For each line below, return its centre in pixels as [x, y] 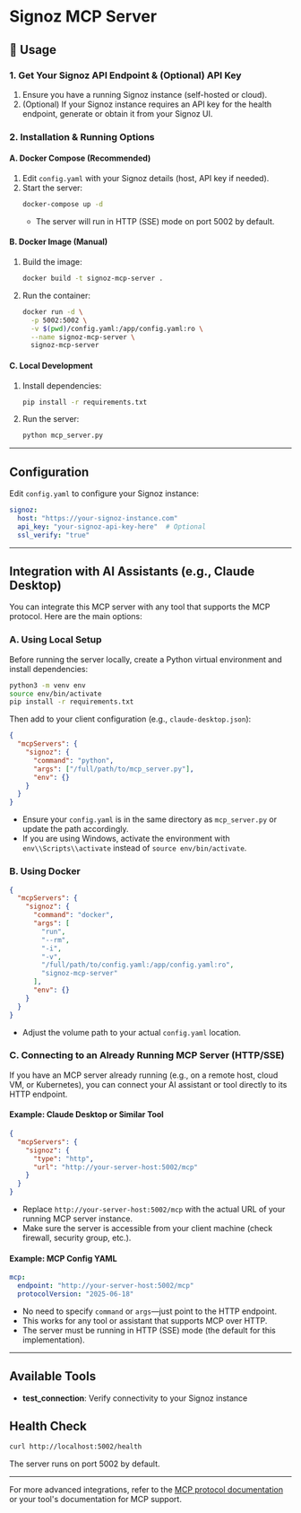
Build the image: [52, 262]
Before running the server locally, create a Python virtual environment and [146, 659]
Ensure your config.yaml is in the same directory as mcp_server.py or [150, 819]
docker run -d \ [52, 311]
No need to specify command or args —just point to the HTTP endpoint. [150, 1311]
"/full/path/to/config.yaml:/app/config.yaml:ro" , [138, 965]
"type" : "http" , [63, 1159]
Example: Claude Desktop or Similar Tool [86, 1115]
